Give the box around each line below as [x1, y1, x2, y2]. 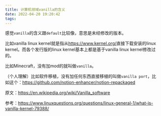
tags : [5, 16, 16, 21]
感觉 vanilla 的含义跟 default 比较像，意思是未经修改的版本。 [5, 30, 127, 36]
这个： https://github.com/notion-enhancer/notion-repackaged [9, 79, 135, 85]
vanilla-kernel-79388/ [5, 106, 49, 112]
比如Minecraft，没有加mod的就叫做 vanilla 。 [5, 63, 97, 69]
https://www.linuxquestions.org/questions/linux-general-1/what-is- [18, 100, 154, 106]
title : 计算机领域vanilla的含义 [5, 7, 65, 12]
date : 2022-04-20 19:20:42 [5, 12, 60, 17]
